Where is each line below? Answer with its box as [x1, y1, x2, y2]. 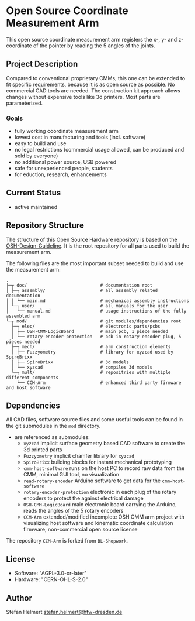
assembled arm [6, 313, 41, 319]
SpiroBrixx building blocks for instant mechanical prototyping [23, 458, 172, 466]
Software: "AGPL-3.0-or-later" [14, 569, 87, 577]
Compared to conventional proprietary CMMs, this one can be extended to [6, 74, 186, 81]
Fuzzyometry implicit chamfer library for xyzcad [23, 452, 134, 459]
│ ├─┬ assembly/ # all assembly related [6, 287, 158, 293]
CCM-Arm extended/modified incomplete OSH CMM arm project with [23, 513, 185, 520]
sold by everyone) [14, 152, 58, 159]
